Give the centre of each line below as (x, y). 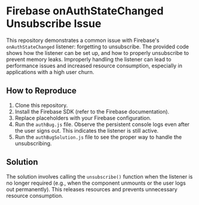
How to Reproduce (41, 91)
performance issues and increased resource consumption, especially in (94, 65)
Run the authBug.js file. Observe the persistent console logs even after (102, 124)
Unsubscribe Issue (54, 24)
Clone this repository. (41, 105)
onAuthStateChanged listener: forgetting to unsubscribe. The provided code (98, 47)
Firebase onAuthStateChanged (85, 11)
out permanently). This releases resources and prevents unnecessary (92, 189)
